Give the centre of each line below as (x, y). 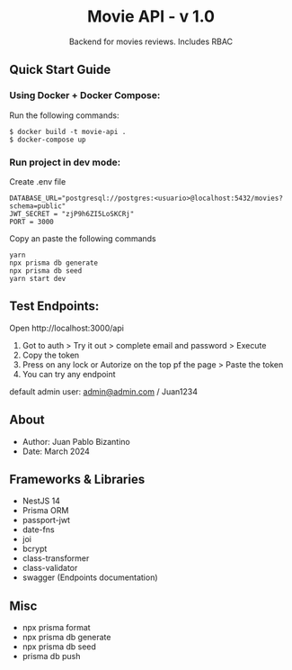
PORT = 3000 (31, 222)
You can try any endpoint (69, 374)
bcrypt (35, 549)
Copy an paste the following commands (83, 238)
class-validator (50, 568)
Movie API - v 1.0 (151, 17)
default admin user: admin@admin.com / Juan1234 (103, 391)
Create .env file (38, 181)
